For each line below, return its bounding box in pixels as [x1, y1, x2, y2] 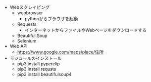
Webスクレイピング [9, 4, 50, 10]
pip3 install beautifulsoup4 [17, 71, 72, 77]
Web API [9, 43, 28, 49]
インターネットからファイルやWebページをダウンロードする [24, 27, 147, 33]
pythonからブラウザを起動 [24, 16, 78, 21]
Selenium [17, 38, 37, 43]
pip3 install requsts [17, 66, 56, 72]
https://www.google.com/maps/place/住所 [17, 49, 104, 55]
